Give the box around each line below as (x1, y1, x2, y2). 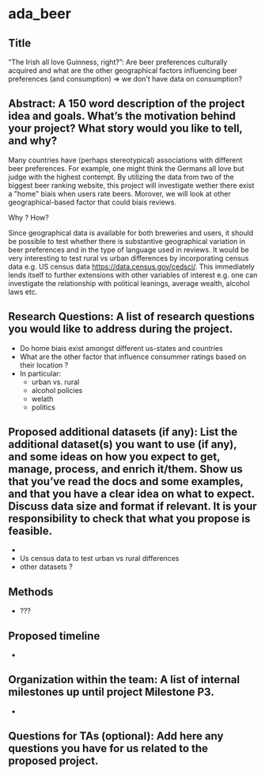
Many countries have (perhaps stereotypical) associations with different (8, 155, 243, 165)
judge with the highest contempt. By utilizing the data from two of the (8, 172, 235, 181)
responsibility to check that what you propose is (8, 512, 251, 525)
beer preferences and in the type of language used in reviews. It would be (8, 245, 249, 254)
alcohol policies (31, 385, 83, 395)
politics (31, 402, 55, 412)
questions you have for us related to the (8, 742, 208, 755)
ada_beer (8, 5, 71, 23)
